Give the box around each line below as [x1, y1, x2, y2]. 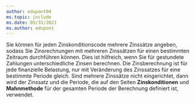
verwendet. [6, 91, 34, 98]
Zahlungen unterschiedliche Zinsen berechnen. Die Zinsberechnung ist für [6, 60, 188, 67]
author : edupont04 [6, 8, 52, 15]
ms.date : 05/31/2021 [6, 19, 57, 25]
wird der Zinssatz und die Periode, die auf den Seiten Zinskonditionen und [6, 79, 190, 86]
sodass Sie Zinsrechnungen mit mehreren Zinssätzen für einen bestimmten [6, 48, 190, 55]
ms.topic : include [6, 14, 52, 20]
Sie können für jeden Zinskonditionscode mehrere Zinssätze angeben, [6, 41, 178, 48]
